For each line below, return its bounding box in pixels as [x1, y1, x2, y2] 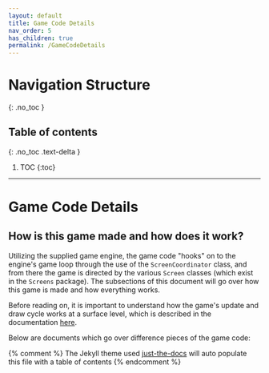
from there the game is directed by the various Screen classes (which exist [8, 267, 254, 277]
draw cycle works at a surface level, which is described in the [8, 309, 212, 319]
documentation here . [8, 317, 78, 327]
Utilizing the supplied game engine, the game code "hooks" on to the [8, 251, 236, 260]
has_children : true [8, 34, 74, 42]
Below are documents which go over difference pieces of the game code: [8, 333, 251, 343]
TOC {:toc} [19, 162, 56, 172]
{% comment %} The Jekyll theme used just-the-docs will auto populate [8, 348, 247, 358]
